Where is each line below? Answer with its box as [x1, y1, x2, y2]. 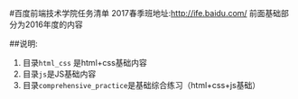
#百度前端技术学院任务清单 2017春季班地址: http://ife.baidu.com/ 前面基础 [9, 8, 282, 18]
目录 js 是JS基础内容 [22, 68, 97, 79]
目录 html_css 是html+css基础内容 [22, 58, 147, 67]
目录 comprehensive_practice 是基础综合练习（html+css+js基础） [22, 80, 260, 90]
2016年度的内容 [24, 19, 83, 30]
